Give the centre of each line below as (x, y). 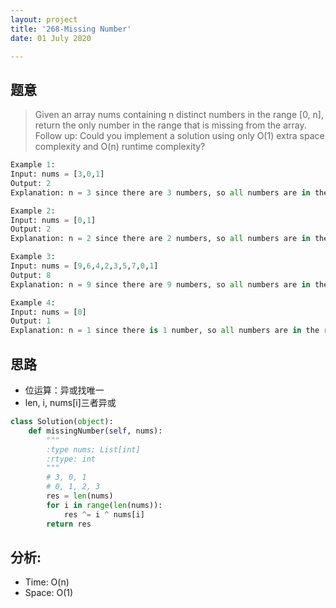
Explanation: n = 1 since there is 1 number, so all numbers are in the (165, 331)
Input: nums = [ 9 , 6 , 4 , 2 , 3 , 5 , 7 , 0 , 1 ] (84, 266)
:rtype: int (71, 459)
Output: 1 (31, 321)
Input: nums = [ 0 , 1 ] (53, 220)
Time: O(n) (47, 582)
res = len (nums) (80, 496)
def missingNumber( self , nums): (95, 431)
